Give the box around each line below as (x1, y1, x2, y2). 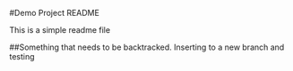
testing (9, 51, 35, 61)
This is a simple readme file (9, 25, 110, 35)
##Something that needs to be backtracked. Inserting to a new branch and (9, 42, 285, 52)
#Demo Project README (9, 8, 100, 18)
